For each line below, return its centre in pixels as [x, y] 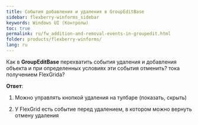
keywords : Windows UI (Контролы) [47, 23]
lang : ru [17, 45]
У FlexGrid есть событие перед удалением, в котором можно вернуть [103, 109]
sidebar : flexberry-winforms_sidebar [53, 17]
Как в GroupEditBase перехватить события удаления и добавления [91, 62]
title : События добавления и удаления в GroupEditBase [75, 12]
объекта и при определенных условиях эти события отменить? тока [93, 68]
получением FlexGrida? [36, 74]
